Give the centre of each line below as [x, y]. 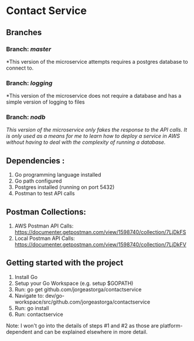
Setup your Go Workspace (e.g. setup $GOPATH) [74, 283]
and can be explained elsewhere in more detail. [91, 332]
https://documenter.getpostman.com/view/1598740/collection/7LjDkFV [100, 244]
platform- [171, 325]
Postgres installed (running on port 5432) [64, 187]
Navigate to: [29, 295]
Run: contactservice [39, 314]
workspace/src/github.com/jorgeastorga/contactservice [82, 302]
